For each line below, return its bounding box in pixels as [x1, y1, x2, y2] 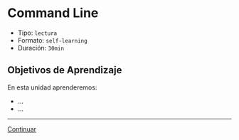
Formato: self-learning [17, 36, 87, 44]
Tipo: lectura [17, 28, 58, 37]
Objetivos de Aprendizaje [7, 64, 122, 76]
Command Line [7, 5, 99, 21]
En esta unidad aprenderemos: [7, 83, 97, 92]
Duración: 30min [17, 43, 65, 52]
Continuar [7, 124, 37, 133]
